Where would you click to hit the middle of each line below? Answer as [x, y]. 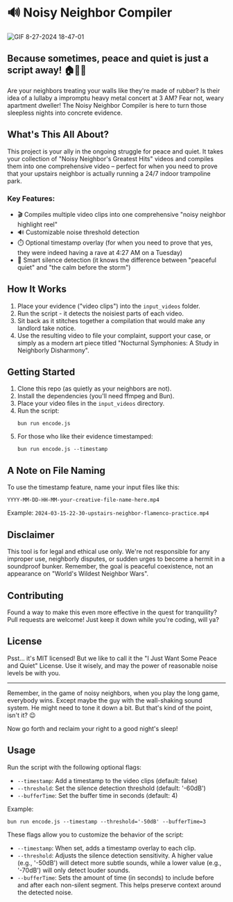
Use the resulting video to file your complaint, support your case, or [114, 335]
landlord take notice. [46, 328]
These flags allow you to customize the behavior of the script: [95, 835]
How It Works [37, 289]
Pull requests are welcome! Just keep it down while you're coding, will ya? [113, 619]
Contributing [35, 595]
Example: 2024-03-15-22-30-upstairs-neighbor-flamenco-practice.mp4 [108, 513]
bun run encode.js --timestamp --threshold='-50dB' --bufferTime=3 [107, 821]
